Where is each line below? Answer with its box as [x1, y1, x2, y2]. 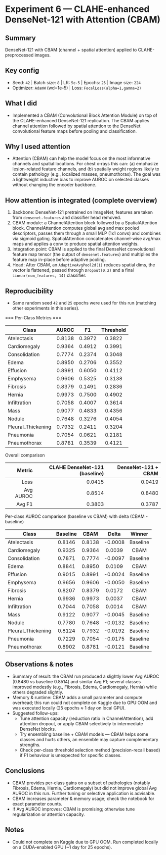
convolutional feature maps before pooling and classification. [12, 128, 137, 134]
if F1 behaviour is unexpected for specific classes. [19, 752, 122, 758]
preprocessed [5, 52, 34, 58]
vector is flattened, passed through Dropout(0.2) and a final [12, 267, 134, 273]
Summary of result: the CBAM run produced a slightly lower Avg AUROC [12, 673, 160, 679]
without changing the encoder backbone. [12, 182, 97, 188]
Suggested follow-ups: [12, 710, 59, 716]
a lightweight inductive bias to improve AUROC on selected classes [12, 177, 149, 183]
